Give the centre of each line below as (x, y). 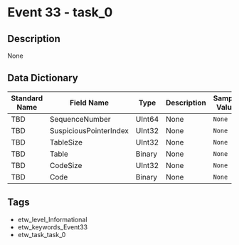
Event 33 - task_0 (60, 12)
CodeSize (66, 165)
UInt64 (147, 119)
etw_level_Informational (52, 219)
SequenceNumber (80, 119)
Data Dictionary (43, 78)
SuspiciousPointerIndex (89, 130)
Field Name (89, 103)
